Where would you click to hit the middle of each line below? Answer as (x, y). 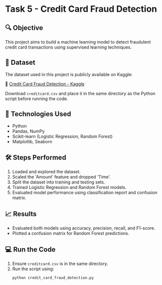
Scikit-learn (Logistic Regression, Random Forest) (62, 136)
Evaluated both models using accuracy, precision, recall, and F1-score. (84, 228)
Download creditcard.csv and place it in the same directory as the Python (80, 93)
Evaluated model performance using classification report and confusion (85, 193)
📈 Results (21, 214)
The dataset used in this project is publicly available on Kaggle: (69, 74)
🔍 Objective (24, 28)
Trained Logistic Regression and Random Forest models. (69, 187)
